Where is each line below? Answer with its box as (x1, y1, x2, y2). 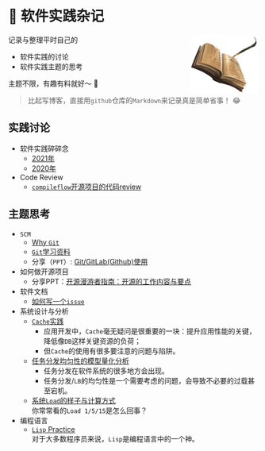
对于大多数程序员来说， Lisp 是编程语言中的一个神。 (31, 434, 200, 443)
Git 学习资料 (31, 247, 71, 256)
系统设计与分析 (19, 306, 69, 316)
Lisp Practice (31, 424, 75, 434)
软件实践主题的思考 (19, 61, 83, 71)
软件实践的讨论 (19, 52, 69, 61)
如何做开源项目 (19, 267, 69, 276)
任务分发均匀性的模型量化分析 (31, 356, 129, 365)
